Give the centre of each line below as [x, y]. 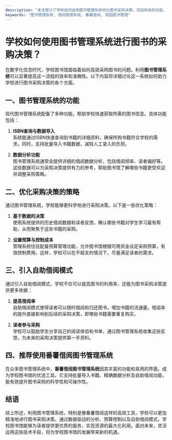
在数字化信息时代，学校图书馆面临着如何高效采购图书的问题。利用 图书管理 [84, 70]
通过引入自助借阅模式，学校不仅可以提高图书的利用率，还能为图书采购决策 [84, 283]
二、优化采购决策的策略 [42, 192]
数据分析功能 [26, 155]
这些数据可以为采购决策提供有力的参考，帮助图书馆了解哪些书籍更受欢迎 [89, 168]
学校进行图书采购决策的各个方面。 [41, 83]
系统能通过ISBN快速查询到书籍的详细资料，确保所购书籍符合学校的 [83, 138]
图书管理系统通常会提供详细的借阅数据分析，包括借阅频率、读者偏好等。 [89, 161]
